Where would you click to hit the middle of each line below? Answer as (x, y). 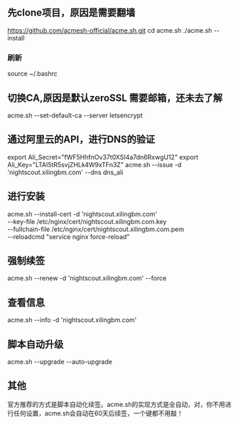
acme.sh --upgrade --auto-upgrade (60, 361)
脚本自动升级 (36, 344)
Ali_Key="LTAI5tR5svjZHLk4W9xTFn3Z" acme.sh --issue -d (94, 164)
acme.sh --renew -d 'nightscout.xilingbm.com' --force (87, 278)
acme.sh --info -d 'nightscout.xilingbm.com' (72, 320)
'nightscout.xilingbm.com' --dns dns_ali (65, 172)
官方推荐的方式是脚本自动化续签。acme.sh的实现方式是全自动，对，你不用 (116, 404)
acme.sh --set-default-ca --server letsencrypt (75, 115)
